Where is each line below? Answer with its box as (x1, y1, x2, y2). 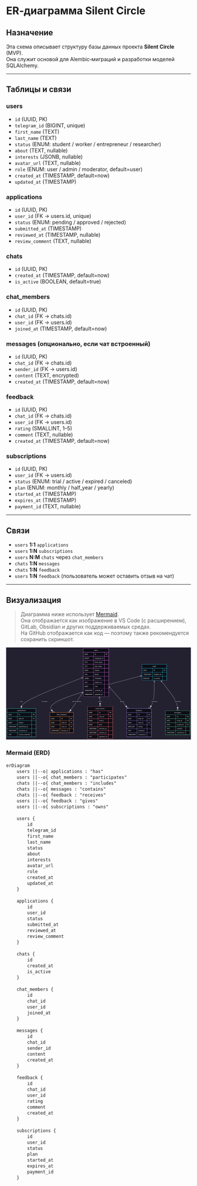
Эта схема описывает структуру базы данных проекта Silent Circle (6, 43, 175, 50)
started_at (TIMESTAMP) (14, 491, 77, 498)
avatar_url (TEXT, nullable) (14, 159, 81, 166)
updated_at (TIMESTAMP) (14, 178, 77, 185)
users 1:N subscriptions (14, 548, 73, 555)
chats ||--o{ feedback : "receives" (16, 792, 107, 798)
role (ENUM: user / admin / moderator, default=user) (14, 165, 142, 173)
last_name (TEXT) (14, 134, 57, 141)
